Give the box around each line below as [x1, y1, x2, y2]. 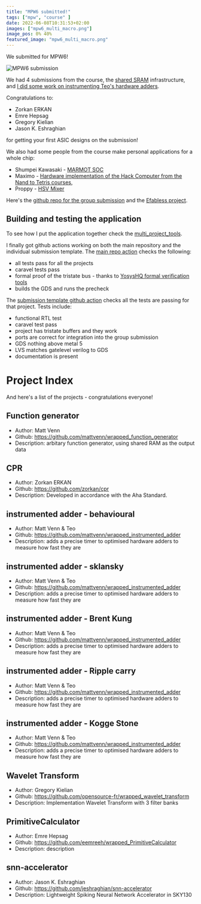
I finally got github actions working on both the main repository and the [6, 241, 181, 248]
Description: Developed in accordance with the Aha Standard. [14, 492, 167, 499]
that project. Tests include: [6, 303, 72, 310]
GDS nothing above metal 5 [14, 339, 83, 347]
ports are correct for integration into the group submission [14, 333, 159, 341]
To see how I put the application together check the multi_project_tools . [6, 230, 182, 237]
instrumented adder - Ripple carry [6, 666, 136, 677]
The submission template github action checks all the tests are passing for [6, 296, 190, 304]
